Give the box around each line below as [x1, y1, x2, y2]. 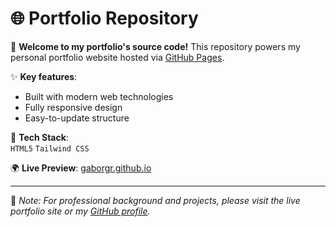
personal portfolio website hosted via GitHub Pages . [10, 51, 225, 63]
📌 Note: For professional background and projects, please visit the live [10, 194, 301, 206]
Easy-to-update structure [24, 112, 130, 124]
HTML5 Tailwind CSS [10, 143, 90, 154]
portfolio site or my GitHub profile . [10, 205, 151, 217]
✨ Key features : [10, 70, 78, 82]
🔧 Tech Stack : [10, 131, 69, 143]
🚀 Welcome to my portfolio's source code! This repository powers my [10, 40, 301, 52]
